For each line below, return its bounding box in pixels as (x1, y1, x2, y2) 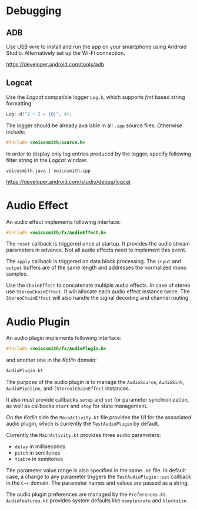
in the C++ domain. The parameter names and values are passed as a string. (6, 479, 189, 486)
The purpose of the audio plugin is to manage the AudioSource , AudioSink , (6, 379, 185, 386)
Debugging (6, 4, 62, 18)
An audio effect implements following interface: (6, 218, 121, 225)
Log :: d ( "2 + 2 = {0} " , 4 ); (6, 111, 72, 117)
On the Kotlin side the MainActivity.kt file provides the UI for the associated (6, 414, 192, 421)
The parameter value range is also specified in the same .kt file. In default (6, 467, 186, 474)
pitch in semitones (14, 449, 61, 456)
